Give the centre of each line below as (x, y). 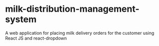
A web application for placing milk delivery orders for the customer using (80, 33)
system (21, 19)
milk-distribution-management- (72, 9)
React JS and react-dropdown (36, 38)
